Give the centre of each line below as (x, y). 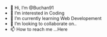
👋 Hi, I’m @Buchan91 (32, 8)
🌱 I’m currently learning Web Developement (56, 18)
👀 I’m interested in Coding (37, 13)
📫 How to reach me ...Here (39, 29)
